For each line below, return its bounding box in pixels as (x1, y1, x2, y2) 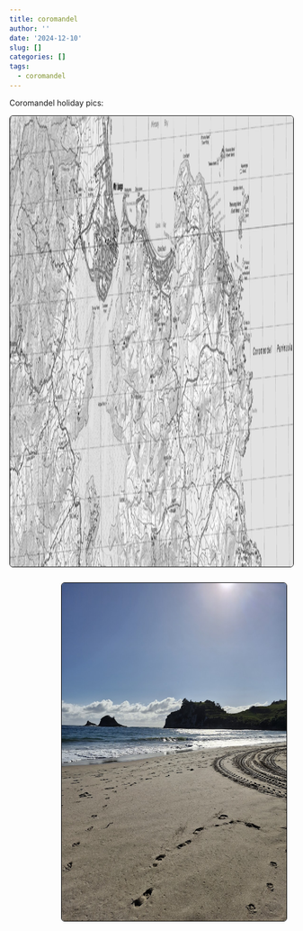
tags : (9, 62, 30, 71)
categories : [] (9, 52, 67, 62)
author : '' (9, 23, 50, 33)
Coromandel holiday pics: (9, 97, 104, 108)
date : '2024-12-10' (9, 33, 83, 42)
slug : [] (9, 43, 42, 52)
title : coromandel (9, 14, 78, 23)
